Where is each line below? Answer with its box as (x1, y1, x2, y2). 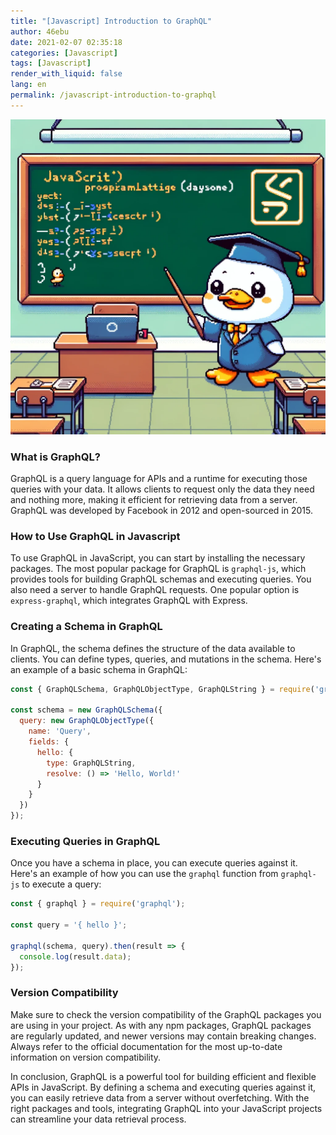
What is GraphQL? (10, 450, 101, 464)
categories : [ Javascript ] (10, 48, 118, 58)
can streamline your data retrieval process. (10, 1113, 187, 1125)
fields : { (28, 737, 70, 747)
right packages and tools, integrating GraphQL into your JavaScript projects (10, 1102, 323, 1114)
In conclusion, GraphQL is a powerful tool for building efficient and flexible (10, 1070, 317, 1082)
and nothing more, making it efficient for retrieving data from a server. (10, 494, 298, 506)
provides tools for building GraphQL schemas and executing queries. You (10, 573, 312, 585)
